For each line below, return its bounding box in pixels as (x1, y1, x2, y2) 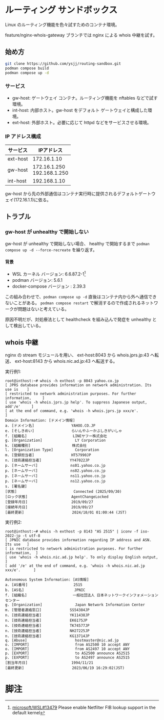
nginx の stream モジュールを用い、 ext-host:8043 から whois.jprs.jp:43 (5, 352, 149, 358)
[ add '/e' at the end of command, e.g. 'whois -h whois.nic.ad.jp (5, 563, 145, 568)
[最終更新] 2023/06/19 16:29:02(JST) (5, 666, 125, 670)
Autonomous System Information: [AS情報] (5, 577, 89, 582)
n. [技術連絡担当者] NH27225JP (5, 629, 90, 634)
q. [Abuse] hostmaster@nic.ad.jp (5, 638, 119, 643)
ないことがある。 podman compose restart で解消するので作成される (5, 300, 142, 306)
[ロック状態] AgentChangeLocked (5, 494, 109, 500)
